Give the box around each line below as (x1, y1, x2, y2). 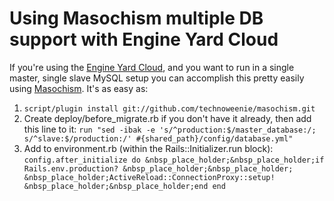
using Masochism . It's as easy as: (9, 82, 149, 94)
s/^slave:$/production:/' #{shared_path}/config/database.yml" (23, 133, 294, 144)
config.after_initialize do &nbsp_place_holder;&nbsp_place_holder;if (23, 155, 325, 165)
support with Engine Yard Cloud (9, 28, 279, 51)
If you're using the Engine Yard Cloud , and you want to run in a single (9, 61, 295, 73)
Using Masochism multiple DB (9, 7, 264, 30)
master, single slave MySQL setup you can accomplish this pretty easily (9, 72, 305, 84)
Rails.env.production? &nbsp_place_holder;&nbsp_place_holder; (23, 163, 294, 174)
